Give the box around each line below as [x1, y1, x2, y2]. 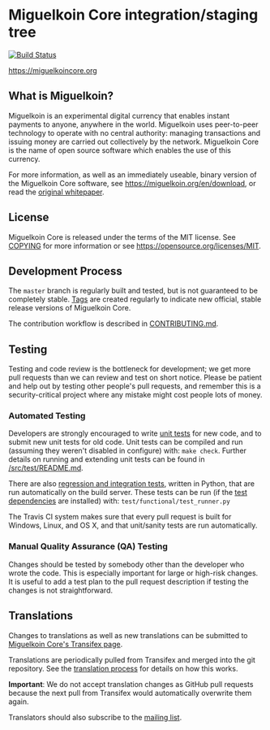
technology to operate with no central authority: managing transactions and [8, 128, 261, 137]
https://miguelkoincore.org [8, 65, 97, 75]
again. [8, 697, 30, 706]
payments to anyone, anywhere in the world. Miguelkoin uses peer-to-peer [8, 119, 259, 129]
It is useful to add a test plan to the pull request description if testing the [8, 576, 249, 586]
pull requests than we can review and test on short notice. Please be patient [8, 372, 262, 383]
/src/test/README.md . [8, 463, 84, 473]
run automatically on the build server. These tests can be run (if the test [8, 488, 247, 498]
